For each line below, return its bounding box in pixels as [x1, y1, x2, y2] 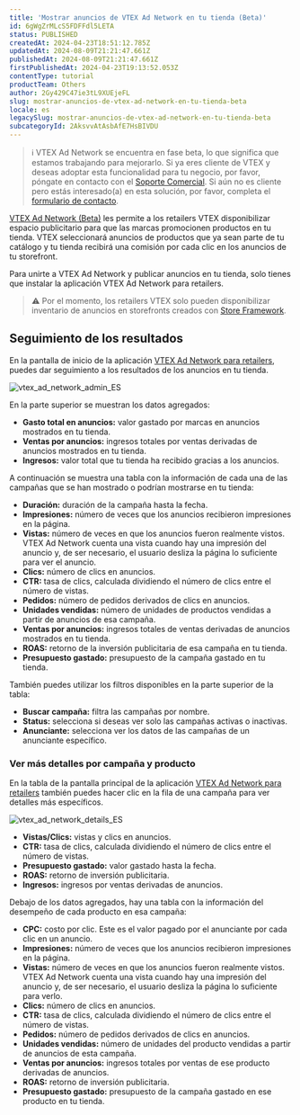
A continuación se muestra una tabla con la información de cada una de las [9, 472, 288, 483]
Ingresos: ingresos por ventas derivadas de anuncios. [22, 879, 223, 890]
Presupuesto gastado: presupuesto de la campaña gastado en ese [22, 1086, 272, 1097]
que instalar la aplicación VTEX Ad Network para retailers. [9, 278, 225, 289]
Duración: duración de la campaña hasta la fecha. [22, 499, 208, 510]
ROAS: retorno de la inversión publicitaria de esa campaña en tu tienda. [22, 642, 287, 653]
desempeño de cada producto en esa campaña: [9, 906, 187, 917]
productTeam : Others [9, 80, 87, 89]
